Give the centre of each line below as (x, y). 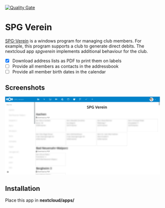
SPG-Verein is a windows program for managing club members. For (73, 41)
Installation (23, 188)
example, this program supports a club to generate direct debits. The (75, 46)
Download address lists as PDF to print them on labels (67, 61)
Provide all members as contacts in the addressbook (65, 66)
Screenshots (25, 87)
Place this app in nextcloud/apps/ (40, 200)
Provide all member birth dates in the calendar (59, 72)
